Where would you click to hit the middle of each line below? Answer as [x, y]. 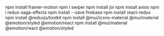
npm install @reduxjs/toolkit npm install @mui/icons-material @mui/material [82, 18]
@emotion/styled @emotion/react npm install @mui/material [66, 23]
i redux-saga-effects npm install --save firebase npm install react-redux [78, 12]
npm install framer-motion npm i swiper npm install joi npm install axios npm [82, 7]
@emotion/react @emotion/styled [39, 28]
